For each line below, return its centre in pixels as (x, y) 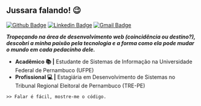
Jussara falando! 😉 (44, 11)
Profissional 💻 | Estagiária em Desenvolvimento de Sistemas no (95, 77)
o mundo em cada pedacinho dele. (51, 49)
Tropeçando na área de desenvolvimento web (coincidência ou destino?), (101, 37)
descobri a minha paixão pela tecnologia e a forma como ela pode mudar (100, 43)
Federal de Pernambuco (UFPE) (54, 70)
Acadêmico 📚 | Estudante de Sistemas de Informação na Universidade (104, 61)
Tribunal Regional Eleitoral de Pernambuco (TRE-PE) (80, 86)
